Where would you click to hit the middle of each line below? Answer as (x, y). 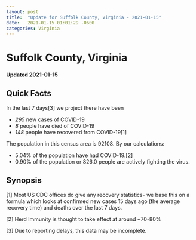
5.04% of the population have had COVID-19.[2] (74, 155)
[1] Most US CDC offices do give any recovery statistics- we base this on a (98, 195)
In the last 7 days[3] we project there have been (65, 107)
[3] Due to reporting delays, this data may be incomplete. (76, 230)
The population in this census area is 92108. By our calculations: (85, 143)
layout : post (22, 12)
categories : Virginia (33, 28)
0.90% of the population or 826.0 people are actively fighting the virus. (102, 161)
